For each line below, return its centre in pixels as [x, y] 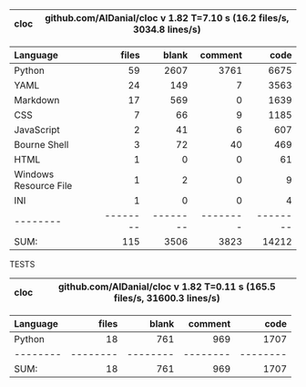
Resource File [43, 186]
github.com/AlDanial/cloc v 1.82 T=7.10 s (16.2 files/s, [167, 18]
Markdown [37, 100]
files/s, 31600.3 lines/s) [167, 298]
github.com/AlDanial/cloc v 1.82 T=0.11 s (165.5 [167, 287]
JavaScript [37, 130]
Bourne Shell [41, 145]
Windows [34, 174]
